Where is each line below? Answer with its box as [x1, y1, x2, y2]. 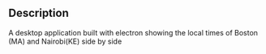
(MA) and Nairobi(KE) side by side [8, 36, 122, 46]
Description [8, 6, 69, 20]
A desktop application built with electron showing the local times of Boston [8, 27, 258, 37]
